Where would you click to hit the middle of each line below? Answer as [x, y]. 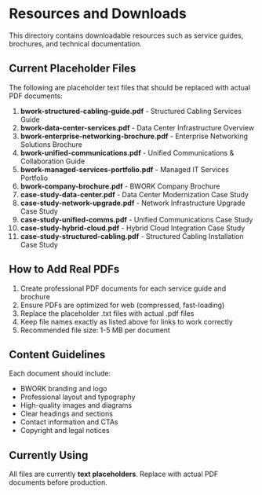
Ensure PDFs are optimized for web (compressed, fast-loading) [122, 305]
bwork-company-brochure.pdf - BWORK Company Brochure [120, 186]
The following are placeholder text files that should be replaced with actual [129, 87]
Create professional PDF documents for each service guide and [123, 288]
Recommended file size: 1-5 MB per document [95, 330]
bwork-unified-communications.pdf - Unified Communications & [127, 152]
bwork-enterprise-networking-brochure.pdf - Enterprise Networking [134, 136]
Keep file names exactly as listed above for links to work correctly [127, 321]
